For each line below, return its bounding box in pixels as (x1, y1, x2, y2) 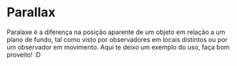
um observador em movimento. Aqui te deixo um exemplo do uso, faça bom (6, 43, 230, 51)
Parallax (6, 4, 56, 21)
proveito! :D (6, 50, 41, 59)
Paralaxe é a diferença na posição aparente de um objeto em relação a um (6, 28, 226, 36)
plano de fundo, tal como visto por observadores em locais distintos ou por (6, 35, 228, 43)
